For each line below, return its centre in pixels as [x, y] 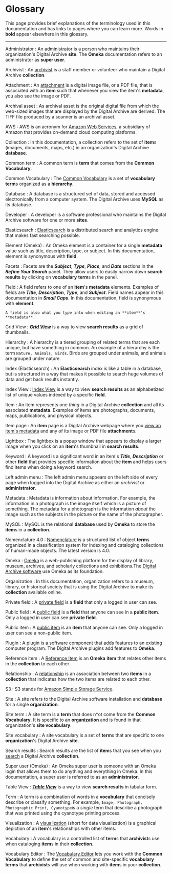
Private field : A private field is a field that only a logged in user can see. [81, 602]
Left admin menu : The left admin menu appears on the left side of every [81, 477]
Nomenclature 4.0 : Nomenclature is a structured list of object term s [77, 540]
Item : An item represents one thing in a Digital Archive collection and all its [85, 404]
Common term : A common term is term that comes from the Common [80, 163]
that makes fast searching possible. [43, 235]
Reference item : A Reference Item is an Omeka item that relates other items [86, 658]
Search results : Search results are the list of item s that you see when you [83, 750]
